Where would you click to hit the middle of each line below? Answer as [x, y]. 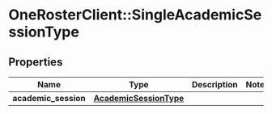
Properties [36, 62]
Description [215, 84]
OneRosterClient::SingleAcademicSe [135, 15]
